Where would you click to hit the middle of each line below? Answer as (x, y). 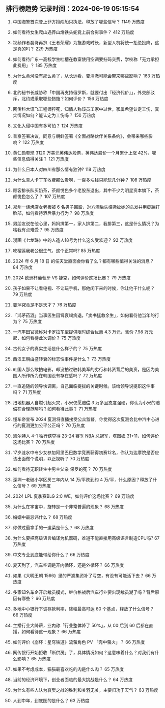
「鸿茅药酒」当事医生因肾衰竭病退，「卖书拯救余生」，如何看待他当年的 (84, 315)
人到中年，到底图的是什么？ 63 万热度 (51, 700)
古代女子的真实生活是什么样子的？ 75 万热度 (57, 348)
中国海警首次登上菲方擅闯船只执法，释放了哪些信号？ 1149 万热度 (79, 22)
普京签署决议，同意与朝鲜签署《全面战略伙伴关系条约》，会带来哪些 (81, 136)
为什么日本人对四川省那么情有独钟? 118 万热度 (59, 169)
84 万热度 (23, 267)
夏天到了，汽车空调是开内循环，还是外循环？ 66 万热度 (68, 565)
